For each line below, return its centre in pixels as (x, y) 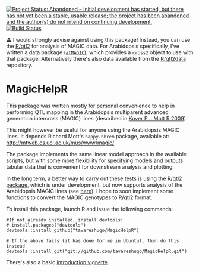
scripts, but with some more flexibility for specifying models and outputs (95, 160)
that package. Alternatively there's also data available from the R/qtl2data (96, 59)
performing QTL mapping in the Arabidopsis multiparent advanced (87, 112)
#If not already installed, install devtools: (65, 220)
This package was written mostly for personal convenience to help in (91, 106)
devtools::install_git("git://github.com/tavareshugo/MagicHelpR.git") (97, 251)
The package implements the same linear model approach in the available (97, 154)
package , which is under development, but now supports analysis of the (94, 184)
